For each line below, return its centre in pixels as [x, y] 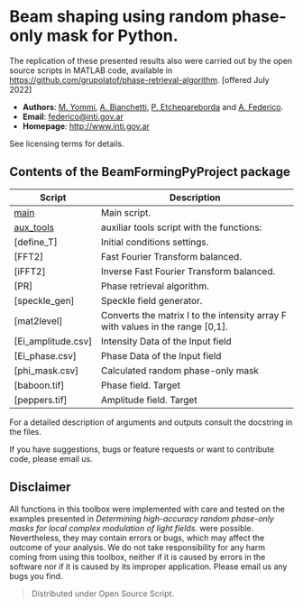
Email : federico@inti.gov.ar [73, 116]
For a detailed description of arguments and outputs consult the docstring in [151, 422]
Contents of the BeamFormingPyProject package [150, 172]
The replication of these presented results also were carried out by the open [151, 60]
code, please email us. [51, 458]
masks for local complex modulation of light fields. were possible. [132, 528]
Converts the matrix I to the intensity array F [193, 315]
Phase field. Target [140, 385]
